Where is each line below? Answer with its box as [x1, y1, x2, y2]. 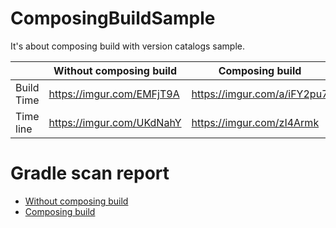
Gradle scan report [10, 162, 170, 185]
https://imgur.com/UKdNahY [48, 115, 182, 129]
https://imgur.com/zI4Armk [191, 115, 320, 129]
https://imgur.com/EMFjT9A [48, 87, 180, 101]
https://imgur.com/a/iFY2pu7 [191, 87, 329, 101]
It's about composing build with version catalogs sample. [10, 40, 245, 52]
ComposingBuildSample [10, 7, 216, 30]
